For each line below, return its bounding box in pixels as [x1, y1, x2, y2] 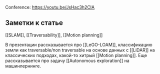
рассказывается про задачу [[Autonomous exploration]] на [5, 57, 129, 63]
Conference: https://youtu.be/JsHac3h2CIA [5, 4, 95, 10]
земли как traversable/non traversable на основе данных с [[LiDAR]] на [5, 47, 155, 53]
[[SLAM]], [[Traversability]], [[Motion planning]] [5, 32, 103, 38]
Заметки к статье [5, 18, 63, 27]
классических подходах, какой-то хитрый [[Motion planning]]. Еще [5, 52, 147, 58]
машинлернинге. [5, 62, 41, 69]
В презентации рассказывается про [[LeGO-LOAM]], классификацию [5, 41, 152, 47]
